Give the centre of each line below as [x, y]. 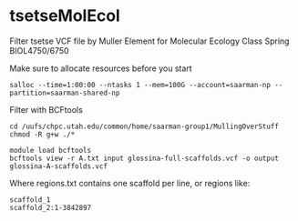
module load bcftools [51, 150]
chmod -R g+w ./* [42, 134]
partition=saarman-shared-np [65, 93]
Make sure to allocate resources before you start [101, 68]
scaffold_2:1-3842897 [51, 207]
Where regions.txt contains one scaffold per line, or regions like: [130, 183]
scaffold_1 [30, 200]
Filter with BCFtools [46, 109]
